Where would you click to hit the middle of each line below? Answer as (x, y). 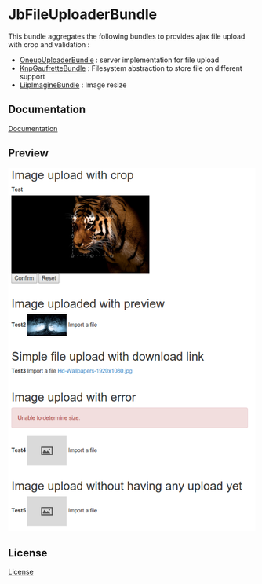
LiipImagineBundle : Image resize (73, 85)
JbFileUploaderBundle (83, 15)
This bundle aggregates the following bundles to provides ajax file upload (127, 36)
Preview (29, 154)
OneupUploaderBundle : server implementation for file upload (119, 60)
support (32, 76)
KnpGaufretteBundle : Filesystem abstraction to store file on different (131, 68)
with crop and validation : (49, 44)
